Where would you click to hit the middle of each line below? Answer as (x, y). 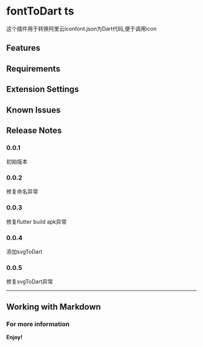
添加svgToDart (24, 252)
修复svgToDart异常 (30, 282)
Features (23, 48)
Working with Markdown (54, 307)
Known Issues (34, 110)
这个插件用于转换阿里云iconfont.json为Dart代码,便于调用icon (82, 28)
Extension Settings (43, 89)
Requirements (33, 69)
